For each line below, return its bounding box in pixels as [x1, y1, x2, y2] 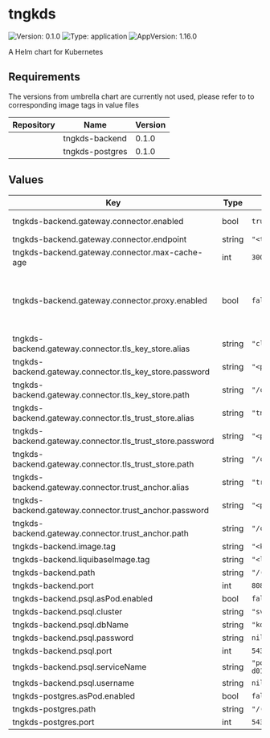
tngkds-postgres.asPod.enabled [12, 690, 135, 701]
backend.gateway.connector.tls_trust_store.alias [12, 412, 194, 423]
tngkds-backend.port [12, 580, 94, 591]
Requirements [8, 70, 80, 84]
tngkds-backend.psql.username [12, 677, 135, 688]
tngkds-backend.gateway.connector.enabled [12, 215, 184, 226]
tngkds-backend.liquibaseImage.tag [12, 553, 150, 565]
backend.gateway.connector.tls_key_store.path [12, 389, 190, 400]
